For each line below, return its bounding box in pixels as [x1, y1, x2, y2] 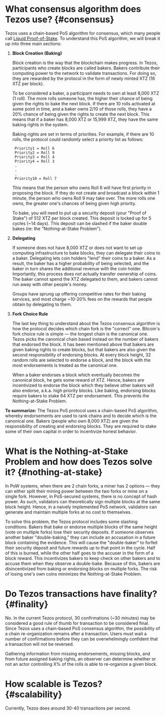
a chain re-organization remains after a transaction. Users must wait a [5, 630, 147, 636]
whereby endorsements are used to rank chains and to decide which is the [5, 413, 157, 419]
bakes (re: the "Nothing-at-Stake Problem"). [12, 226, 102, 231]
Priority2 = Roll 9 [14, 150, 55, 155]
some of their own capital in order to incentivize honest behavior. [5, 428, 137, 434]
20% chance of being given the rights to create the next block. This [12, 111, 150, 117]
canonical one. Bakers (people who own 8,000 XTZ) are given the [5, 418, 139, 424]
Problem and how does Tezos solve [5, 456, 153, 467]
